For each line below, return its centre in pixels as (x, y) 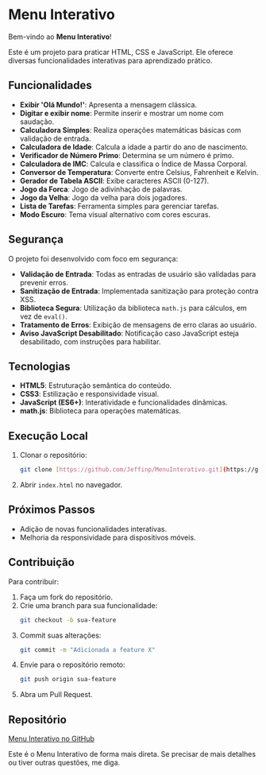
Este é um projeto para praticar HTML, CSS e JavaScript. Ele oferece (121, 52)
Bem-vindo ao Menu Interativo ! (60, 37)
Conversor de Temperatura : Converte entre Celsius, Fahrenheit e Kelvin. (139, 172)
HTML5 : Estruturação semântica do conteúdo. (96, 386)
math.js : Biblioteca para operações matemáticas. (100, 411)
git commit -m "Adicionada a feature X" (87, 649)
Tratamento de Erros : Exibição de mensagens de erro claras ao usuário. (138, 324)
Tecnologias (39, 366)
